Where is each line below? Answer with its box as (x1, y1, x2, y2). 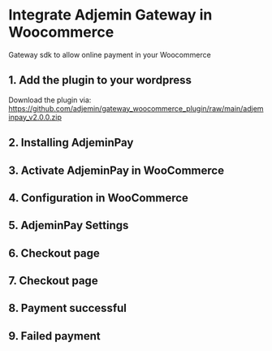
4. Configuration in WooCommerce (8, 191, 189, 205)
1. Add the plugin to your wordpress (8, 73, 192, 87)
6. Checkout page (8, 246, 100, 260)
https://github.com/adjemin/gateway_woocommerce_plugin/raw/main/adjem (8, 103, 264, 113)
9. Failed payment (8, 329, 101, 343)
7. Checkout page (8, 274, 99, 288)
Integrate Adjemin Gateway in (8, 6, 213, 24)
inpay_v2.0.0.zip (8, 112, 63, 122)
